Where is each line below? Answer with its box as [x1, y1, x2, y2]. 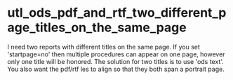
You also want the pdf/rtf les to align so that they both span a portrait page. [7, 65, 225, 73]
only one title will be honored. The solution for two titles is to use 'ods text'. [7, 57, 225, 65]
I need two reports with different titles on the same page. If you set [7, 42, 200, 51]
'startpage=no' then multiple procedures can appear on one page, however [7, 50, 226, 58]
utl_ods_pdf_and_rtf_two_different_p [7, 5, 227, 21]
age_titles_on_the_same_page [7, 19, 187, 35]
